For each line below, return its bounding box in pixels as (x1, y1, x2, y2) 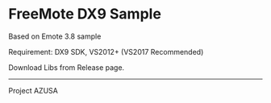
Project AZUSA (8, 85, 58, 95)
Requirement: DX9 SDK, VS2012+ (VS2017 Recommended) (8, 47, 204, 56)
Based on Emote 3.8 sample (8, 31, 102, 41)
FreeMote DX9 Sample (8, 5, 161, 23)
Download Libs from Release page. (8, 62, 125, 72)
